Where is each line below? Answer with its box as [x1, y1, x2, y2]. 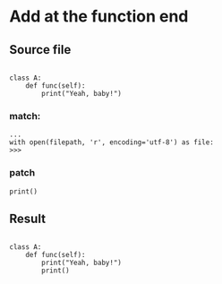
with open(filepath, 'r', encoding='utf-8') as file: [9, 138, 215, 147]
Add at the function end [9, 6, 189, 27]
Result [9, 211, 47, 226]
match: [9, 109, 41, 122]
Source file [9, 42, 72, 57]
